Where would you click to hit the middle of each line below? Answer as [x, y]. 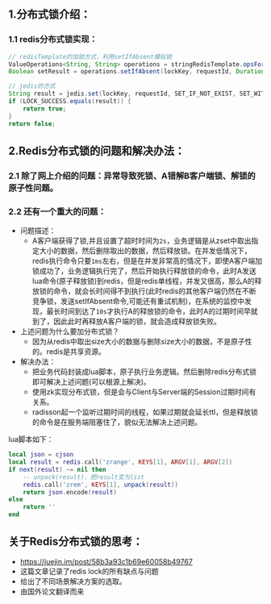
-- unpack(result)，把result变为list [84, 477]
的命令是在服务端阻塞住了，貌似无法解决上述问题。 [117, 423]
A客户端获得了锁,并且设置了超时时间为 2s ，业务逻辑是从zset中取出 [142, 241]
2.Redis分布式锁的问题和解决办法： [97, 150]
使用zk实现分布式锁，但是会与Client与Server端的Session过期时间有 [144, 392]
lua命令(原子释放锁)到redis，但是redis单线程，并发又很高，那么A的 [144, 281]
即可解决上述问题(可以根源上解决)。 [91, 382]
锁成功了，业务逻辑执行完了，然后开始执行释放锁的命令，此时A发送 [144, 271]
